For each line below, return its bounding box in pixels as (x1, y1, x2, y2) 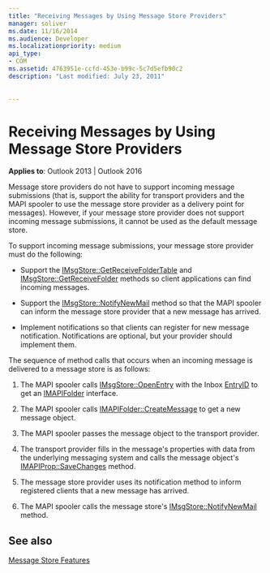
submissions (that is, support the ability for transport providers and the (8, 191, 245, 200)
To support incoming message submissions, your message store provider (8, 241, 254, 251)
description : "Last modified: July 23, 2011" (8, 72, 165, 80)
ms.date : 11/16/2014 (8, 27, 79, 35)
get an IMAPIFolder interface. (19, 389, 119, 399)
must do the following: (8, 249, 84, 260)
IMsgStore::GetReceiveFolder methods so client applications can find (19, 274, 251, 284)
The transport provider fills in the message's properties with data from (19, 444, 255, 455)
